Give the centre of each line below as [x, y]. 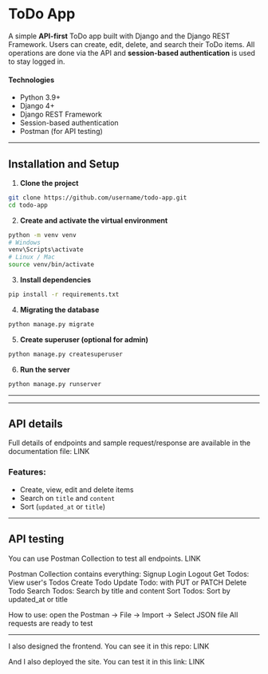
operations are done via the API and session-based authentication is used [132, 53]
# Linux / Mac [32, 257]
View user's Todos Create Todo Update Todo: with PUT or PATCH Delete [128, 582]
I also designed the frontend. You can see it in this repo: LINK [109, 646]
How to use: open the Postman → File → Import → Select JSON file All [123, 614]
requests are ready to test [51, 623]
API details [36, 424]
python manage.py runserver [55, 384]
